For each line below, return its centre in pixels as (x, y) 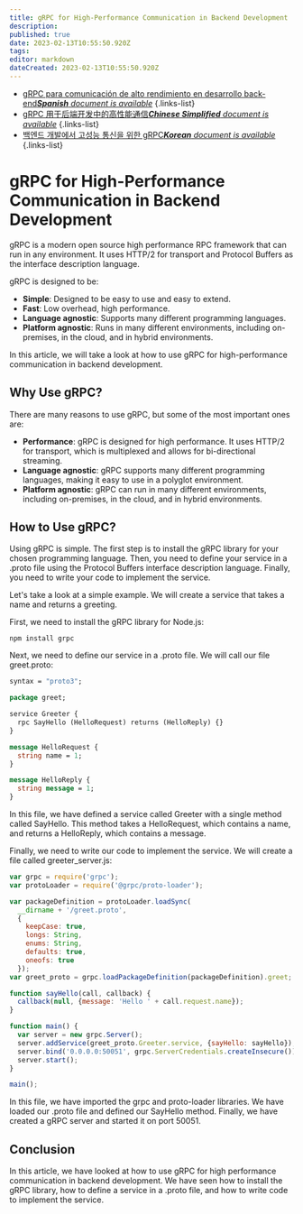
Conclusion (42, 1150)
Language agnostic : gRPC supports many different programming (144, 470)
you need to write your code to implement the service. (110, 577)
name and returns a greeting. (63, 604)
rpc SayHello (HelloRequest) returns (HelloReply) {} (120, 722)
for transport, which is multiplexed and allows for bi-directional (139, 451)
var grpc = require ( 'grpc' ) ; (64, 877)
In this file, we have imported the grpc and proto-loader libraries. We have (147, 1102)
